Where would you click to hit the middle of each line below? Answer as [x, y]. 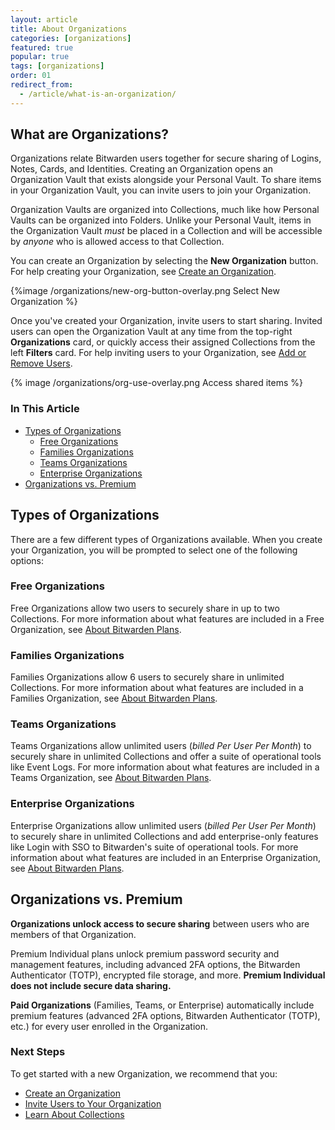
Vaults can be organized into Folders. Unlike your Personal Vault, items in [161, 220]
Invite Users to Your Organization [93, 1103]
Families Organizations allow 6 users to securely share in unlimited [147, 677]
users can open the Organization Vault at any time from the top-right [151, 332]
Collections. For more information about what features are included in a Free [167, 618]
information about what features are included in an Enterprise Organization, [166, 857]
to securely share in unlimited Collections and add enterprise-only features [164, 836]
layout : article [44, 19]
